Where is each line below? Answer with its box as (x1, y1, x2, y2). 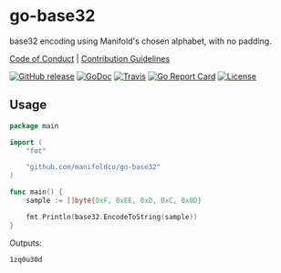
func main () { (9, 187, 64, 197)
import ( (9, 137, 43, 147)
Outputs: (9, 238, 43, 248)
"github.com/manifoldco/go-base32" (26, 163, 161, 172)
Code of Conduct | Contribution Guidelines (9, 53, 171, 64)
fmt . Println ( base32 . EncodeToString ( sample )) (26, 212, 198, 221)
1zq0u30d (9, 255, 43, 264)
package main (9, 121, 59, 130)
